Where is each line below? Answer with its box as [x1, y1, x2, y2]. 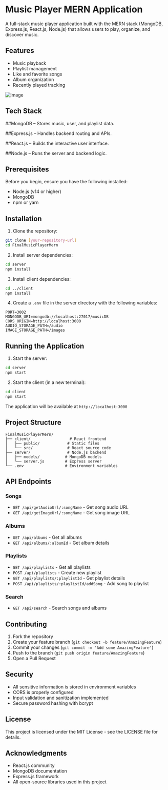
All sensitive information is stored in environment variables [12, 684, 136, 690]
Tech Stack [5, 107, 42, 115]
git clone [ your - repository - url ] [5, 238, 77, 243]
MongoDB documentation [12, 768, 68, 774]
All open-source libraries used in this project [12, 779, 107, 785]
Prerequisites [5, 165, 49, 174]
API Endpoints [5, 477, 52, 486]
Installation [5, 214, 42, 223]
